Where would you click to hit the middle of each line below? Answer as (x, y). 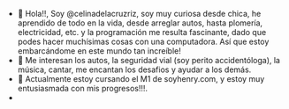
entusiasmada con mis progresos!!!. (83, 88)
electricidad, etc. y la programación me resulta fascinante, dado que (142, 32)
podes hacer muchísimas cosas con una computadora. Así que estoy (143, 41)
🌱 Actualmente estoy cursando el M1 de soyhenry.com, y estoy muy (141, 79)
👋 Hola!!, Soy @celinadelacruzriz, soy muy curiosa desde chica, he (139, 14)
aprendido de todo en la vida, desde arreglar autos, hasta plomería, (140, 23)
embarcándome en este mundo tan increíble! (99, 51)
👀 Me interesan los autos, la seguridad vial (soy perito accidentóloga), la (149, 60)
